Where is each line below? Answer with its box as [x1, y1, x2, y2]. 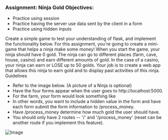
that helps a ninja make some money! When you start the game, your [18, 46, 160, 52]
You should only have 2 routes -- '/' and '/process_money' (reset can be [12, 114, 162, 120]
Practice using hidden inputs [12, 26, 72, 32]
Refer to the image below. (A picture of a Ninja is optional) [12, 82, 132, 88]
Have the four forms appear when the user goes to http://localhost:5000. [12, 88, 163, 94]
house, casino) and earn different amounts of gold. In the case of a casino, [5, 57, 159, 63]
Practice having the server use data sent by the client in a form [12, 20, 142, 26]
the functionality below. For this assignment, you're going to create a [5, 41, 147, 47]
